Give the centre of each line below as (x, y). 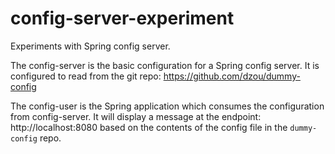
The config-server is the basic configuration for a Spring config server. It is (165, 65)
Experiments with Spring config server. (90, 46)
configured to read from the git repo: (86, 76)
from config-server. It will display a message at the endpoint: (136, 116)
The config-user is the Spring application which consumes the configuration (167, 106)
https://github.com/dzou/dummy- (232, 76)
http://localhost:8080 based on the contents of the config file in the (149, 127)
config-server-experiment (122, 18)
